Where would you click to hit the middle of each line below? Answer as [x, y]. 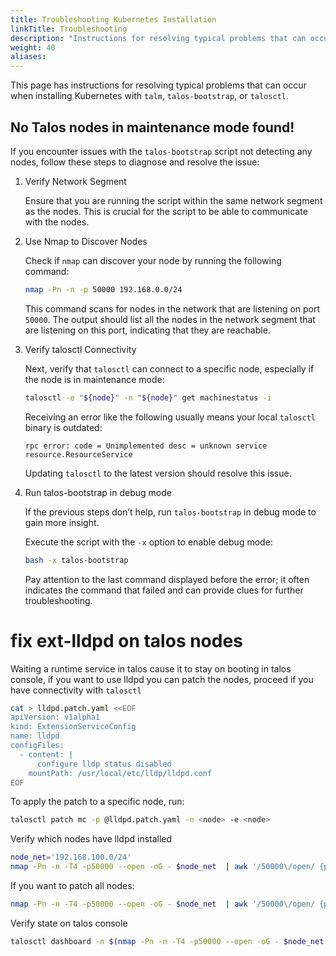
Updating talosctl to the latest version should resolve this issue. [158, 473]
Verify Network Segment [75, 181]
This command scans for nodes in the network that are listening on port [172, 308]
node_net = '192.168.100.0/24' [71, 857]
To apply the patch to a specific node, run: [97, 802]
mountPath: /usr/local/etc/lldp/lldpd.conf [120, 773]
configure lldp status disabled [104, 764]
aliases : [28, 57]
